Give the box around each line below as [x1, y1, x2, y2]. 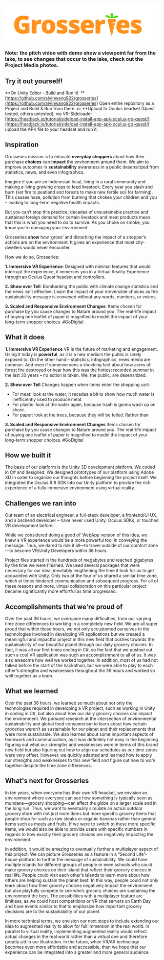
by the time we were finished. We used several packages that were [5, 562, 140, 568]
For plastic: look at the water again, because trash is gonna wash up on [12, 401, 156, 408]
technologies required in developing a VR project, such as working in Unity [5, 705, 155, 711]
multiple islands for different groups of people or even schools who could [5, 862, 153, 867]
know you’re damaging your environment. [5, 224, 89, 230]
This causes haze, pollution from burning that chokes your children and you [5, 194, 157, 200]
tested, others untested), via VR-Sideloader [5, 111, 93, 117]
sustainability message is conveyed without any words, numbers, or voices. [5, 293, 157, 300]
